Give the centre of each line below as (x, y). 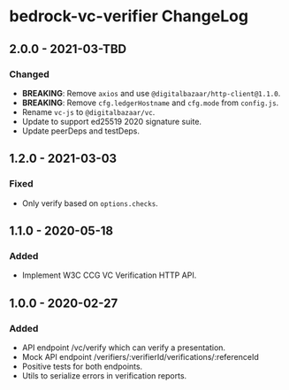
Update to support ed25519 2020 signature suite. (111, 121)
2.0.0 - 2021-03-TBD (68, 49)
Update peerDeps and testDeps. (80, 131)
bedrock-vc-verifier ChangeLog (129, 16)
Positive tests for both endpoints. (82, 366)
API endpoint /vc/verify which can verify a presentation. (124, 348)
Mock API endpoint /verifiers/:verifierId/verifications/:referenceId (140, 356)
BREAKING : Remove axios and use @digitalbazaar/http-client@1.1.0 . (151, 93)
